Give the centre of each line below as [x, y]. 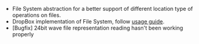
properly [23, 34]
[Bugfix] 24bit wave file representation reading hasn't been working [98, 28]
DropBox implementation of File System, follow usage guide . [88, 21]
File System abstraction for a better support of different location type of [102, 9]
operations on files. [36, 15]
